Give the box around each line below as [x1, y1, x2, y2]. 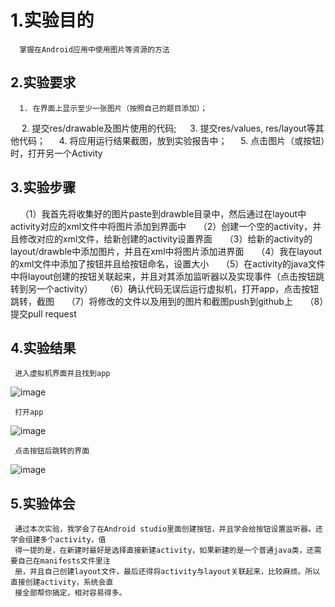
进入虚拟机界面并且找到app [14, 369, 111, 379]
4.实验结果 [10, 339, 77, 356]
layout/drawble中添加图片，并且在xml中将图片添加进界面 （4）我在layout [10, 245, 323, 257]
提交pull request [10, 307, 77, 320]
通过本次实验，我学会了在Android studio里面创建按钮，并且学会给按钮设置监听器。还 [14, 524, 323, 535]
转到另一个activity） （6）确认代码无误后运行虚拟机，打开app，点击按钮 [10, 282, 320, 295]
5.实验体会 [10, 495, 76, 512]
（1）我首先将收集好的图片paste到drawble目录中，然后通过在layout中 [19, 207, 307, 220]
